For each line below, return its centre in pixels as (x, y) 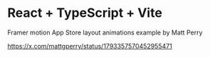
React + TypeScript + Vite (85, 13)
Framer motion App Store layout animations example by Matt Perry (105, 32)
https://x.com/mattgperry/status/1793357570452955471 (90, 46)
